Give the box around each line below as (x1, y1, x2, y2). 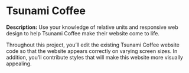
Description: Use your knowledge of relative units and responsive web (6, 24, 178, 31)
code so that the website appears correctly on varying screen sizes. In (6, 47, 178, 54)
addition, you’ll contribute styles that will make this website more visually (6, 54, 183, 61)
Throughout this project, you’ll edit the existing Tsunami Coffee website (6, 41, 180, 48)
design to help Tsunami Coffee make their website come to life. (6, 29, 159, 36)
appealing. (6, 60, 32, 67)
